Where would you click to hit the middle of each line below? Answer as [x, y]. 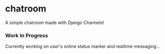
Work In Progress [27, 35]
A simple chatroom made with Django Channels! [55, 22]
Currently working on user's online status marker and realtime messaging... [83, 46]
